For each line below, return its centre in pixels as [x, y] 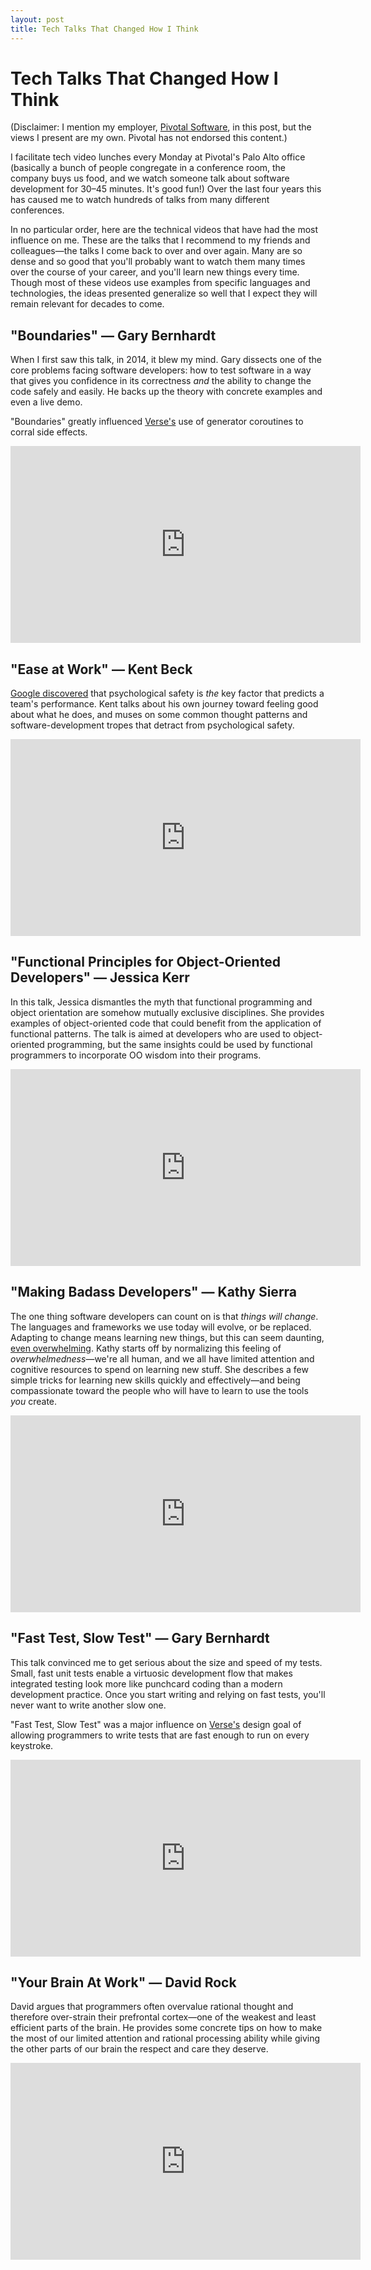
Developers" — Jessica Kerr [100, 977]
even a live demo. [46, 402]
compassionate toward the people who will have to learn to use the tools [159, 1390]
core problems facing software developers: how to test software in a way [161, 370]
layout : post [37, 19]
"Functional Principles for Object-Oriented [145, 962]
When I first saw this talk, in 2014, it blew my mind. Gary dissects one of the [166, 360]
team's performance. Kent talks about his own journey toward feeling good [164, 704]
